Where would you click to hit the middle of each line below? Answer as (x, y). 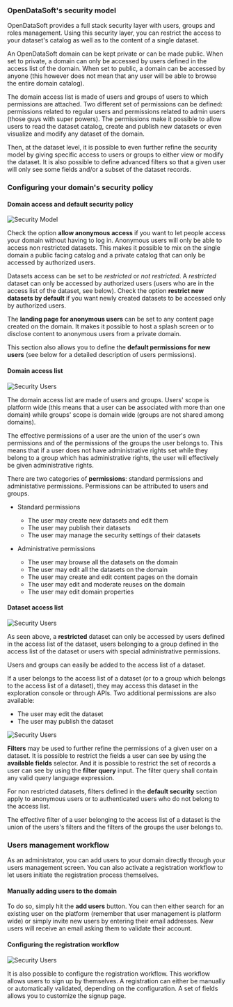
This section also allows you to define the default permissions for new (109, 347)
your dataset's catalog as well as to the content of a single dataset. (103, 40)
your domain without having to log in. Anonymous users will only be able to (115, 240)
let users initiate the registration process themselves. (83, 875)
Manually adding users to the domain (62, 891)
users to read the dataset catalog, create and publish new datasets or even (115, 127)
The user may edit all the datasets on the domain (98, 569)
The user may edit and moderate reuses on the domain (106, 584)
